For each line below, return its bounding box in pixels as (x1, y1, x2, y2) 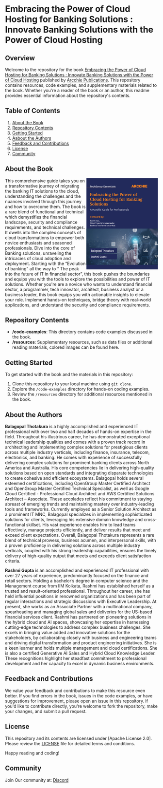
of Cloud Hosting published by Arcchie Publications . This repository (5, 77, 141, 83)
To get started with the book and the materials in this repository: (5, 372, 133, 377)
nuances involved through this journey (5, 198, 81, 204)
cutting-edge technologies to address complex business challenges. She (5, 624, 151, 630)
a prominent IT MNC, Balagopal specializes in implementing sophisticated (5, 511, 152, 517)
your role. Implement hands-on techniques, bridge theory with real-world (5, 297, 151, 302)
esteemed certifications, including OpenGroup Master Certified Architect (5, 481, 150, 487)
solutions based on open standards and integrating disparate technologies (5, 470, 154, 476)
